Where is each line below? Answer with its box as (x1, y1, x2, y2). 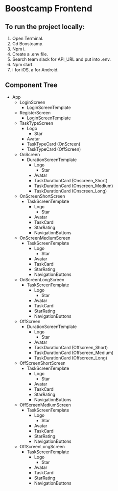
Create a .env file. (12, 51, 48, 57)
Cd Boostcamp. (12, 41, 44, 47)
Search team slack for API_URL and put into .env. (12, 56, 111, 62)
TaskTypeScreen (19, 120, 54, 126)
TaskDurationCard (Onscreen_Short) (34, 177, 108, 183)
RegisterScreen (19, 109, 51, 115)
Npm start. (12, 62, 34, 67)
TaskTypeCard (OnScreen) (26, 141, 81, 147)
